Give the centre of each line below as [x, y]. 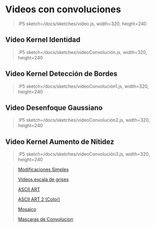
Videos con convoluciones [63, 10]
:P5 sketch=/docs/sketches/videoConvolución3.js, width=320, [84, 154]
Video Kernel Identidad [43, 40]
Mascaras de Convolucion [45, 219]
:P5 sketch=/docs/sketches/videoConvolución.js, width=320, [82, 52]
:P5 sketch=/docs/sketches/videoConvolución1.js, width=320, [83, 86]
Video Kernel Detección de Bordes [61, 74]
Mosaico [27, 210]
